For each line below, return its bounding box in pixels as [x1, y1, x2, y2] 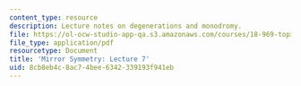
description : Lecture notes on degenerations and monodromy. [9, 21, 243, 30]
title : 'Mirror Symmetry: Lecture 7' [9, 55, 150, 64]
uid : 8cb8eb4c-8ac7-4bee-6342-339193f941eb [9, 64, 175, 73]
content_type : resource [9, 13, 99, 22]
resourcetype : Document [9, 47, 99, 56]
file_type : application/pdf [9, 38, 115, 47]
